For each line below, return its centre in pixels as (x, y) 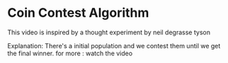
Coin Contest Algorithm (78, 13)
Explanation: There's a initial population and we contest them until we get (114, 45)
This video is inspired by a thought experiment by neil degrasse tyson (109, 32)
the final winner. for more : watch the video (70, 53)
